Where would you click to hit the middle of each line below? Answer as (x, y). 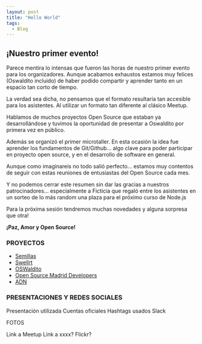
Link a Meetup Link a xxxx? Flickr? (49, 334)
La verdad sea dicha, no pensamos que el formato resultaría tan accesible (99, 99)
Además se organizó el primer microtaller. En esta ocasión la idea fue (93, 142)
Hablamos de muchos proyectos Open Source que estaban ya (84, 117)
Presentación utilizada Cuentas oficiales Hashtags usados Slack (86, 311)
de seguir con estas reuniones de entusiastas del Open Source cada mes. (98, 173)
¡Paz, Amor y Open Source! (41, 227)
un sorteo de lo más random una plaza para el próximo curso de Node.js (96, 197)
